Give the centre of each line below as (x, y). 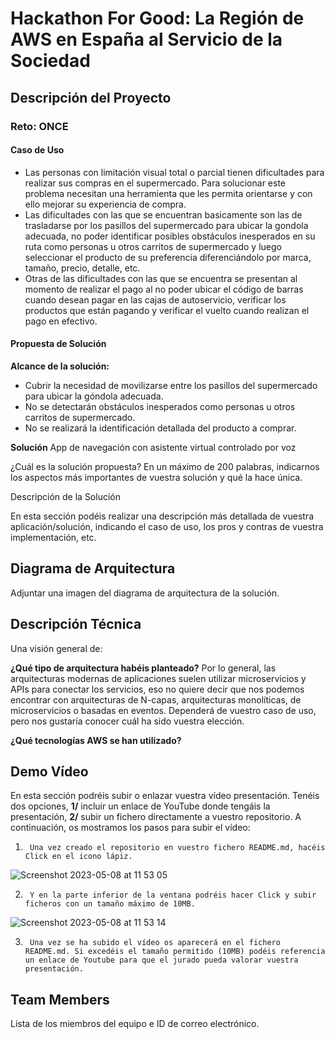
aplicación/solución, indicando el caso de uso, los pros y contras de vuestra (167, 526)
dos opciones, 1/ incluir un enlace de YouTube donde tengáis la (140, 806)
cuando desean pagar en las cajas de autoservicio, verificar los (155, 299)
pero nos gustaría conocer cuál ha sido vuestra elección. (127, 721)
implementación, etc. (53, 537)
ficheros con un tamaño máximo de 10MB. (110, 904)
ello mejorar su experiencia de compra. (105, 204)
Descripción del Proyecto (91, 97)
